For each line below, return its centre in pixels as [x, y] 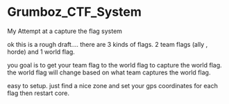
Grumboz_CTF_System [75, 12]
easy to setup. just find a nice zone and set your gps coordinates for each [113, 85]
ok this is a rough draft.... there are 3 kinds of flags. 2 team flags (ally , [108, 44]
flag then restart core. [38, 93]
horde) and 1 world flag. [41, 52]
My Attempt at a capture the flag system [65, 31]
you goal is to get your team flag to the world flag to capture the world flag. [114, 65]
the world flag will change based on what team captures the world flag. [109, 72]
